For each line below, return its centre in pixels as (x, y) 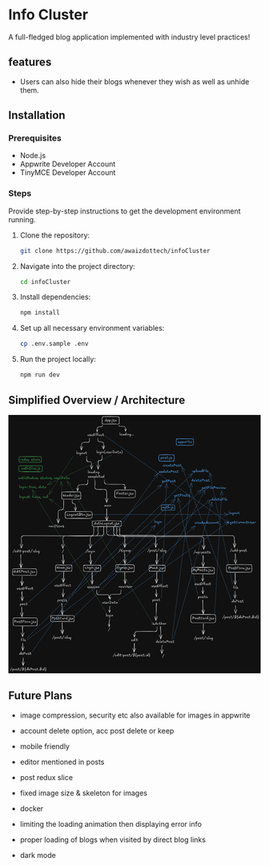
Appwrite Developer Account (68, 164)
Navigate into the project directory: (78, 266)
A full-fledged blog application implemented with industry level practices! (129, 37)
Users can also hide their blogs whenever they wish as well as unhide (134, 81)
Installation (37, 115)
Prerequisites (35, 138)
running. (22, 219)
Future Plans (40, 696)
